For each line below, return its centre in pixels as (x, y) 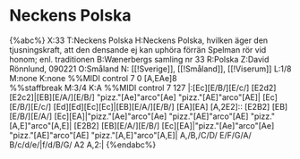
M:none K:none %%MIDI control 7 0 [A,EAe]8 (93, 78)
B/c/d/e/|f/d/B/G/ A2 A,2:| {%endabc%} (83, 145)
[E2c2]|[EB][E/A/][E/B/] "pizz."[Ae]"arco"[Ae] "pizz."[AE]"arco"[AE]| (135, 97)
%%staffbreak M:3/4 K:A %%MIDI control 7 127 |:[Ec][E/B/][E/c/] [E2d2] (143, 88)
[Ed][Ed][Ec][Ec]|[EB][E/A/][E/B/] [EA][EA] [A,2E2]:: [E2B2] (162, 106)
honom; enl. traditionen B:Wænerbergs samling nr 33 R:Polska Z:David (139, 59)
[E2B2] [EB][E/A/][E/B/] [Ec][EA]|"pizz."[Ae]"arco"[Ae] (174, 125)
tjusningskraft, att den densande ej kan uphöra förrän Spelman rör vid (138, 49)
